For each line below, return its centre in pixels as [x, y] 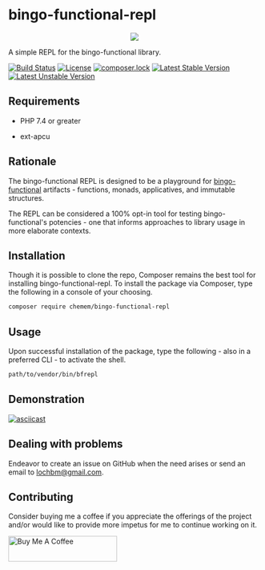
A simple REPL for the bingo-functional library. [85, 52]
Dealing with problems [66, 444]
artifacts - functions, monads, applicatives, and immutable [139, 189]
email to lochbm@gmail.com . [56, 472]
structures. [26, 197]
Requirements [44, 102]
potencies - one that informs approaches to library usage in [147, 222]
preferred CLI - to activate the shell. [67, 360]
